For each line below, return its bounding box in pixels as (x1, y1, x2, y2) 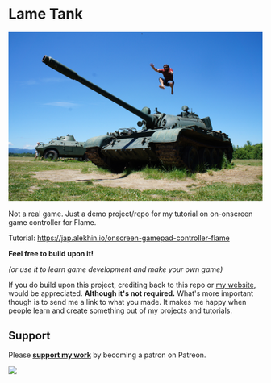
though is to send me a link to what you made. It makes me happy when (8, 297, 247, 306)
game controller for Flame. (8, 217, 97, 227)
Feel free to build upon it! (8, 248, 94, 258)
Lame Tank (8, 5, 83, 23)
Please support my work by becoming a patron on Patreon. (8, 350, 206, 360)
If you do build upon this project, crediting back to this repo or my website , (8, 280, 256, 289)
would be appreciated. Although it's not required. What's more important (8, 288, 254, 298)
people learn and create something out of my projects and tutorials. (8, 306, 232, 315)
